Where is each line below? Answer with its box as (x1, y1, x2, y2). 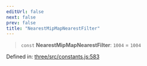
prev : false (6, 20, 36, 26)
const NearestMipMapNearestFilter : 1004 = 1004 (20, 42, 142, 49)
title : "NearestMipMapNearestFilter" (6, 25, 100, 32)
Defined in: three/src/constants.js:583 (6, 53, 100, 60)
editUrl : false (6, 8, 44, 15)
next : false (6, 14, 36, 20)
